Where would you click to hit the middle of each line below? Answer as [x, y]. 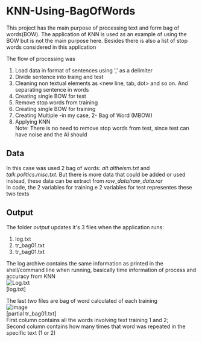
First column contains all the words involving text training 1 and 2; [87, 320]
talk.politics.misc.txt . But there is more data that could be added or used [96, 174]
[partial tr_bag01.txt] [31, 313]
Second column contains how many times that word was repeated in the [96, 326]
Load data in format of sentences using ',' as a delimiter [84, 70]
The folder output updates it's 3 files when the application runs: [85, 227]
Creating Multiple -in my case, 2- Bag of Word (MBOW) [84, 115]
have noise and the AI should [51, 135]
